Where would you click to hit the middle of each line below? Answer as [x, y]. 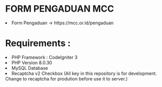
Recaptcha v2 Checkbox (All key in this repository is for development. [84, 73]
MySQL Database [30, 68]
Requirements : [38, 43]
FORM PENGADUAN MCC [60, 9]
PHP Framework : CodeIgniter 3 [45, 57]
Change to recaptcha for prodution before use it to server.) [67, 78]
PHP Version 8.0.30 [32, 62]
